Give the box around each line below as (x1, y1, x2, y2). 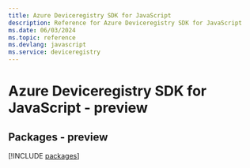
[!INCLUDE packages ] (8, 151, 80, 160)
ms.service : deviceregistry (8, 48, 101, 56)
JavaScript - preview (8, 99, 149, 117)
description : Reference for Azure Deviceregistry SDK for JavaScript (8, 19, 243, 27)
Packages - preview (8, 130, 108, 144)
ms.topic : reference (8, 33, 77, 42)
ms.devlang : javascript (8, 41, 87, 49)
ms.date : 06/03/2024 (8, 26, 77, 34)
